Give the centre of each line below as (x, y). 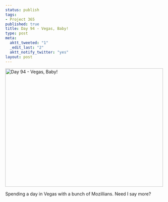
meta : (11, 38)
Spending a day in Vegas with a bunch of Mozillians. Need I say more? (78, 194)
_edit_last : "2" (27, 47)
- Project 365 (20, 19)
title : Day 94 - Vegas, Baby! (37, 29)
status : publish (22, 10)
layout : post (19, 57)
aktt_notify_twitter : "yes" (39, 52)
